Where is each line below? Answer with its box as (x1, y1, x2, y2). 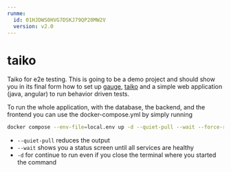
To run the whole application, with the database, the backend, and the (7, 103, 206, 111)
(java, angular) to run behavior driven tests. (7, 90, 130, 98)
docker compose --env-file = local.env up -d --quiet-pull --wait (7, 124, 195, 131)
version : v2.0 (13, 23, 54, 30)
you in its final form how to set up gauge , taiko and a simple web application (7, 83, 223, 91)
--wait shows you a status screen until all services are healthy (16, 144, 195, 152)
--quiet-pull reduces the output (16, 136, 110, 144)
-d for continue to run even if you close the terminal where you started (16, 151, 217, 159)
